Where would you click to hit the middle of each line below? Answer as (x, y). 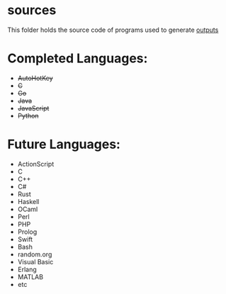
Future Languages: (64, 145)
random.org (35, 254)
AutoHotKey (35, 78)
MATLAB (30, 277)
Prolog (27, 232)
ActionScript (36, 164)
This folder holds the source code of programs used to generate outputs (113, 30)
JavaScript (33, 108)
